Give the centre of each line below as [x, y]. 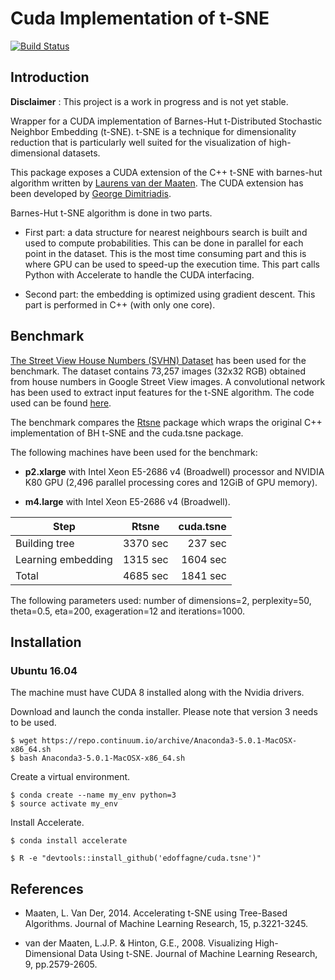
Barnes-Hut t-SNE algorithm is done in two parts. [111, 213]
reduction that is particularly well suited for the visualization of [138, 142]
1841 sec [204, 575]
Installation [46, 642]
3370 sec [145, 543]
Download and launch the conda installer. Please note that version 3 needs [164, 712]
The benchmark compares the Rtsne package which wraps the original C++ [166, 422]
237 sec [207, 543]
